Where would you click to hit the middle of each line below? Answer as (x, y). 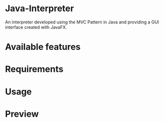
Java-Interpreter (40, 9)
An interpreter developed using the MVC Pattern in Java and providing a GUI (82, 22)
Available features (43, 47)
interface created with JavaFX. (36, 27)
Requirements (34, 69)
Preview (22, 114)
